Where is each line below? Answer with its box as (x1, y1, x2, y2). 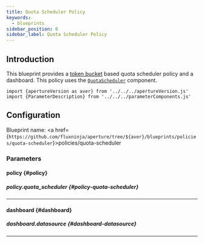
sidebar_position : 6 (6, 26, 59, 32)
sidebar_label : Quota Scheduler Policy (6, 32, 107, 38)
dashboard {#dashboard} (6, 206, 72, 213)
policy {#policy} (6, 169, 48, 177)
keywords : (6, 15, 32, 21)
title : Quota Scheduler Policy (6, 9, 86, 15)
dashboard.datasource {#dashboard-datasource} (6, 220, 137, 228)
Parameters (6, 154, 41, 163)
